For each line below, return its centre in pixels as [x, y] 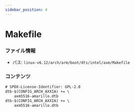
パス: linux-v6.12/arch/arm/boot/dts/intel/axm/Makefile [71, 62]
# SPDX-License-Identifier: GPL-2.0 [43, 87]
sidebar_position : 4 [26, 10]
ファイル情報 [21, 51]
